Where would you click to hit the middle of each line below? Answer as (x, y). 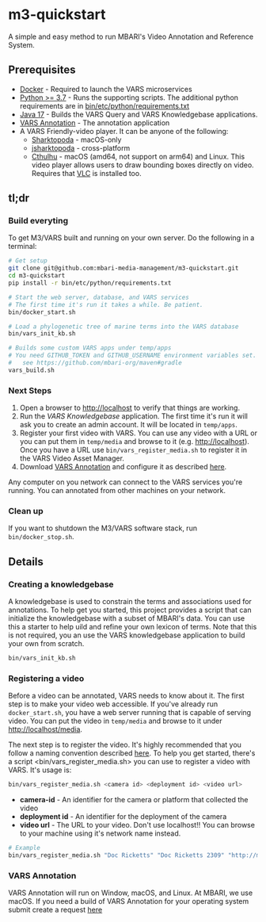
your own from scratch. (46, 644)
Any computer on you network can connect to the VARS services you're (125, 482)
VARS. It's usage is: (40, 770)
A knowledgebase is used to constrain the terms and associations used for (130, 602)
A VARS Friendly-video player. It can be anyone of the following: (124, 131)
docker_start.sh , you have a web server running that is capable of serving (130, 713)
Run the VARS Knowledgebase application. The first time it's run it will (133, 416)
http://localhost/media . (46, 729)
